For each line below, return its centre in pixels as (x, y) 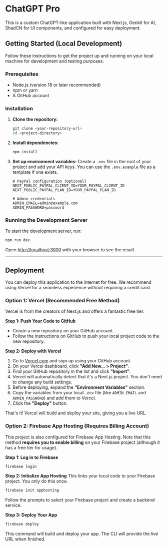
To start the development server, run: (43, 231)
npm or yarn (25, 90)
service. (13, 505)
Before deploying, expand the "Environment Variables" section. (79, 387)
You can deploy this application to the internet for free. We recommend (78, 282)
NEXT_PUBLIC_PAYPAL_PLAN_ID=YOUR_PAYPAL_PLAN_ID (64, 190)
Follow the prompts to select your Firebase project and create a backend (80, 500)
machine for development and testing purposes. (55, 61)
